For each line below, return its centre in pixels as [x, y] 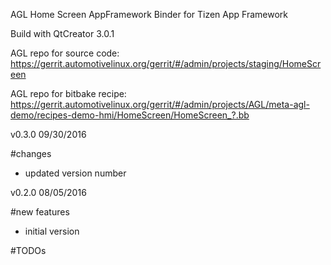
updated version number [75, 173]
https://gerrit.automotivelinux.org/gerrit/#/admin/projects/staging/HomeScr [166, 63]
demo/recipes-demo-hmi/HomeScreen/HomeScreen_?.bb [130, 115]
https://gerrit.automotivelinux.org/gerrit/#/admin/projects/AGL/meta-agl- [160, 104]
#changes [31, 153]
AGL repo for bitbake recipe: [68, 93]
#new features [40, 212]
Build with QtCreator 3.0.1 [62, 33]
